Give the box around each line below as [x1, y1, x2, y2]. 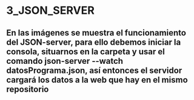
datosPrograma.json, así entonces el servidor [6, 65, 182, 75]
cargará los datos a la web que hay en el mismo [6, 75, 188, 85]
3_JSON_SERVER [6, 4, 95, 17]
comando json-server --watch [6, 55, 123, 66]
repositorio [6, 84, 49, 94]
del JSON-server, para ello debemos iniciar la [6, 37, 181, 47]
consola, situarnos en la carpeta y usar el [6, 46, 165, 57]
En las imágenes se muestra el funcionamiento [6, 28, 187, 38]
